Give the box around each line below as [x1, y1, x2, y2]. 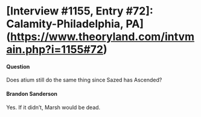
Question [6, 63, 30, 70]
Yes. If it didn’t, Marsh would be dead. [6, 104, 101, 111]
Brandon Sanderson [6, 90, 58, 97]
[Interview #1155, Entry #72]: [6, 4, 154, 18]
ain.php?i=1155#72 [6, 43, 104, 57]
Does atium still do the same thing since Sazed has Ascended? [6, 77, 162, 84]
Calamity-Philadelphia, [6, 17, 124, 31]
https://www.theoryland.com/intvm [10, 30, 195, 43]
